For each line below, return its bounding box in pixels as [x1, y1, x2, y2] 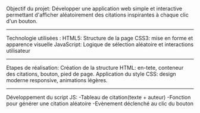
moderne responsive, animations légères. [6, 77, 108, 83]
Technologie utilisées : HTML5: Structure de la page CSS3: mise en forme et [6, 35, 193, 41]
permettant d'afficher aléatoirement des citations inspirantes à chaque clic [6, 11, 189, 18]
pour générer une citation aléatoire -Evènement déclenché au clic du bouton [6, 100, 194, 107]
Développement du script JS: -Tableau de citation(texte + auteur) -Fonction [6, 94, 191, 101]
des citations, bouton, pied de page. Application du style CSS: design [6, 70, 177, 78]
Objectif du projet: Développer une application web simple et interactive [6, 5, 183, 12]
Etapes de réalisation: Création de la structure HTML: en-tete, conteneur [6, 64, 184, 71]
